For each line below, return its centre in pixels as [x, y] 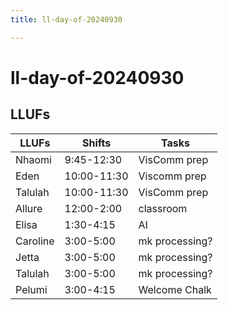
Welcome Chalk [175, 289]
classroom [163, 208]
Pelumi [31, 289]
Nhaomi [33, 159]
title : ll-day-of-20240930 [66, 19]
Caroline [35, 241]
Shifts [96, 143]
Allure [29, 208]
